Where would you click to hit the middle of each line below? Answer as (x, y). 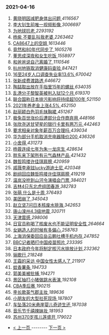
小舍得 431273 (27, 143)
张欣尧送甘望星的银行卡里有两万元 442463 (56, 124)
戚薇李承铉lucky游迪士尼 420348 (47, 168)
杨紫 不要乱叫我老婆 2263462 (43, 37)
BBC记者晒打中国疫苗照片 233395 (48, 242)
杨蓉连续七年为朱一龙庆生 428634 (48, 149)
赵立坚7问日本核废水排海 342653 (47, 205)
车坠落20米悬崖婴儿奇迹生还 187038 (50, 305)
